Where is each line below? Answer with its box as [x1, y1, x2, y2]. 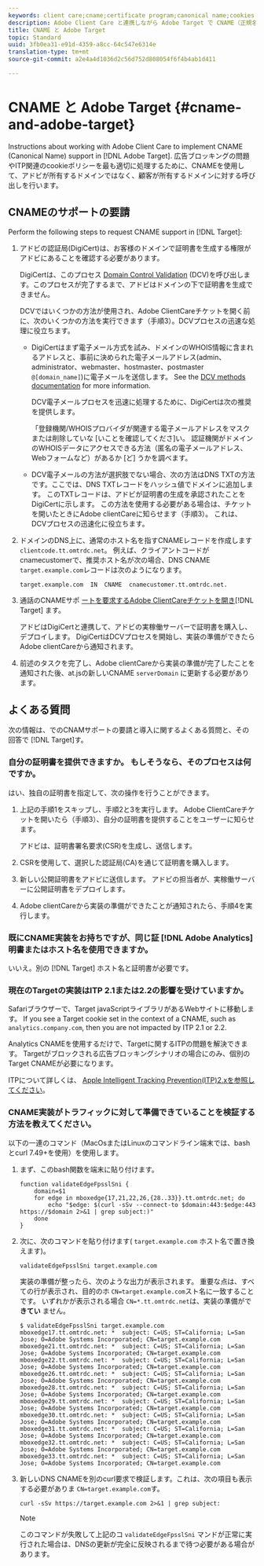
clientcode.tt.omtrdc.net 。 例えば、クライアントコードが [19, 545, 210, 555]
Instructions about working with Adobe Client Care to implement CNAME [8, 141, 244, 151]
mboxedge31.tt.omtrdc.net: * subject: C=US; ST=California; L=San [19, 1425, 245, 1432]
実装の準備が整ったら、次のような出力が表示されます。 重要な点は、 [19, 1276, 242, 1285]
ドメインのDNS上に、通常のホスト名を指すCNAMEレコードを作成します [19, 535, 253, 545]
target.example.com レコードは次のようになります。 [19, 565, 186, 574]
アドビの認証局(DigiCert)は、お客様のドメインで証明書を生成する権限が [19, 243, 251, 252]
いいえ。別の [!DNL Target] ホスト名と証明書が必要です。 [8, 963, 193, 973]
